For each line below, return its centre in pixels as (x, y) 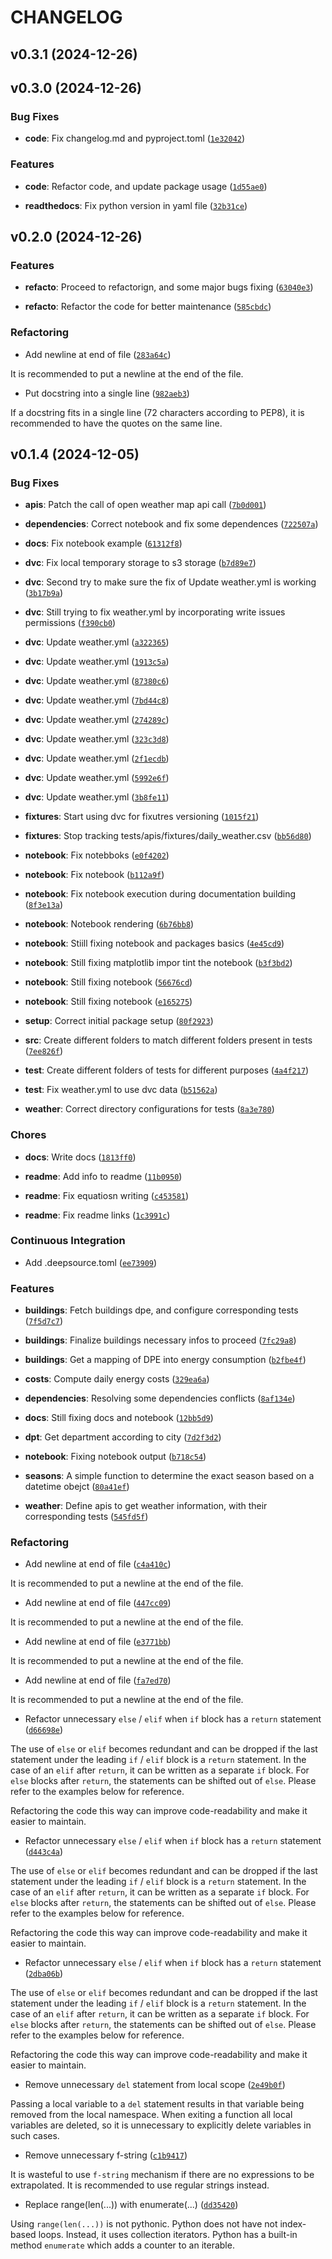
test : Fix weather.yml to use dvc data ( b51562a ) (121, 1090)
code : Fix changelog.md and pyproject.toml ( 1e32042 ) (135, 138)
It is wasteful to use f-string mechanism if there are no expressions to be (162, 2175)
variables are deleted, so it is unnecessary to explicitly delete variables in (161, 2125)
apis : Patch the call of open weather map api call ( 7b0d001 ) (145, 505)
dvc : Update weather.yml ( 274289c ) (97, 720)
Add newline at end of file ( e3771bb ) (98, 1642)
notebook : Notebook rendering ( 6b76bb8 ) (109, 924)
